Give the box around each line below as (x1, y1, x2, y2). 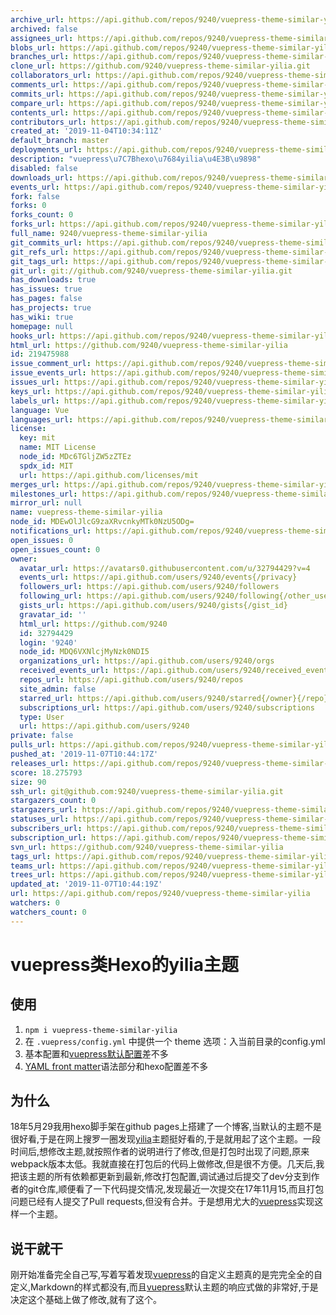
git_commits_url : (10, 237, 83, 248)
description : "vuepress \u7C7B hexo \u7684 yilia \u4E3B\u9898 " (10, 154, 262, 164)
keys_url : (10, 386, 52, 396)
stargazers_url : (10, 805, 78, 815)
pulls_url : (10, 740, 56, 750)
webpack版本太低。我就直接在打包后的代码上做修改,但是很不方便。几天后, (10, 1158, 317, 1170)
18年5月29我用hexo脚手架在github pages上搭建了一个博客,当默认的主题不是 (10, 1121, 323, 1133)
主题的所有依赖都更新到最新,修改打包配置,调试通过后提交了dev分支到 (27, 1171, 312, 1183)
